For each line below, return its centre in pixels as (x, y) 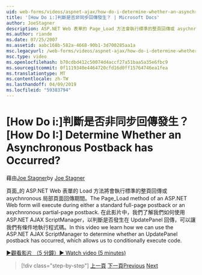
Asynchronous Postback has (80, 148)
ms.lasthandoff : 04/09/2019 (41, 85)
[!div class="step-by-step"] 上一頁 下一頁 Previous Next (89, 265)
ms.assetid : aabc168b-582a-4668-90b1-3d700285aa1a (71, 46)
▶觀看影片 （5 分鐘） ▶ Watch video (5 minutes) (66, 253)
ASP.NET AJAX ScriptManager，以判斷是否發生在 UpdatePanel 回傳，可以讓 (101, 220)
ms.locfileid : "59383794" (38, 90)
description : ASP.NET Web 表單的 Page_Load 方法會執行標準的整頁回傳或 (90, 29)
